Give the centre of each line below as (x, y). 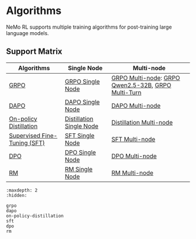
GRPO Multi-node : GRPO (146, 78)
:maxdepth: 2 (22, 190)
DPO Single (80, 152)
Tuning (18, 143)
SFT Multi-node (133, 139)
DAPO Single (83, 102)
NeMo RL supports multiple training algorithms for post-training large (89, 27)
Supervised (25, 136)
